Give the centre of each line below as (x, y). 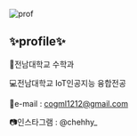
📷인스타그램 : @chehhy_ (53, 122)
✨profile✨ (38, 41)
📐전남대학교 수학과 (42, 64)
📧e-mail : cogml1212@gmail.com (69, 103)
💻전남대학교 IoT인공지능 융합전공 (68, 83)
